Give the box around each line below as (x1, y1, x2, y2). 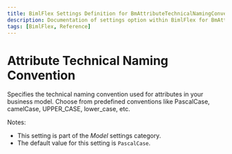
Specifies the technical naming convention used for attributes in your (7, 90, 204, 99)
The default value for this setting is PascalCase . (17, 139, 151, 147)
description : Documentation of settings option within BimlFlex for (7, 17, 209, 23)
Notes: (7, 118, 26, 126)
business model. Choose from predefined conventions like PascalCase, (7, 97, 211, 106)
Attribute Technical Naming (7, 52, 169, 68)
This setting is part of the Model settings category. (17, 132, 162, 140)
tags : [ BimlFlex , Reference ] (7, 23, 91, 30)
